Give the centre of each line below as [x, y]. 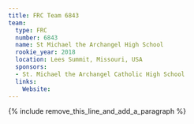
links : [26, 81]
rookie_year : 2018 [46, 52]
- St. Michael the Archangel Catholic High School [100, 74]
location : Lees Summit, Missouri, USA [79, 60]
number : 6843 [37, 38]
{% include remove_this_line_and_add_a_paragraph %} [97, 111]
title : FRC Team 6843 [44, 15]
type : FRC [31, 30]
